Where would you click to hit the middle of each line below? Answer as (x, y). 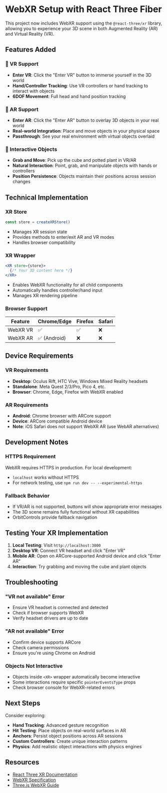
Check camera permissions (40, 647)
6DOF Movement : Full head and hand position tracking (69, 96)
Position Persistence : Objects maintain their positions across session (84, 176)
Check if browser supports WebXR (48, 613)
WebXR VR (20, 330)
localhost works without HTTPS (45, 477)
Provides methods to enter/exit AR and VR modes (63, 237)
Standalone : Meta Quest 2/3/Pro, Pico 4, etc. (59, 386)
